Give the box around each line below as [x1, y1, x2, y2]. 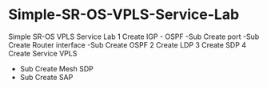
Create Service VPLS [8, 48, 78, 58]
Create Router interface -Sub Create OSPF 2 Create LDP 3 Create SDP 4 [8, 40, 246, 49]
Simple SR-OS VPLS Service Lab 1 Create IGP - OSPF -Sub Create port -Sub [8, 32, 260, 41]
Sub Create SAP [19, 72, 74, 82]
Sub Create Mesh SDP [19, 63, 94, 73]
